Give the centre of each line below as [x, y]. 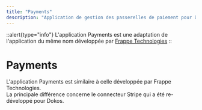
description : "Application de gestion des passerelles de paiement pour [99, 17]
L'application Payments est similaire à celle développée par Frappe [89, 82]
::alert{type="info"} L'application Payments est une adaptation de [87, 34]
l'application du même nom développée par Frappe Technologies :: [89, 41]
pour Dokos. [49, 101]
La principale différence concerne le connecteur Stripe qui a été [86, 94]
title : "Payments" [29, 12]
